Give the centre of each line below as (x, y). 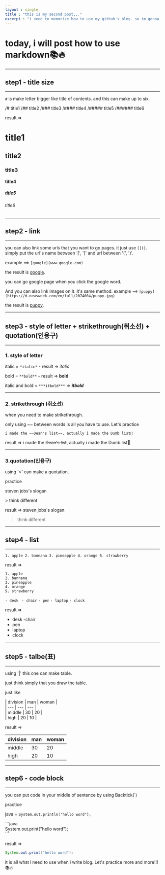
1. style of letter (24, 355)
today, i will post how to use (63, 43)
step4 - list (22, 540)
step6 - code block (34, 779)
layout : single (22, 10)
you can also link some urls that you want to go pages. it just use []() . (76, 247)
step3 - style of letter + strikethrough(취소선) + (77, 326)
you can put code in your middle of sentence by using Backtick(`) (71, 795)
